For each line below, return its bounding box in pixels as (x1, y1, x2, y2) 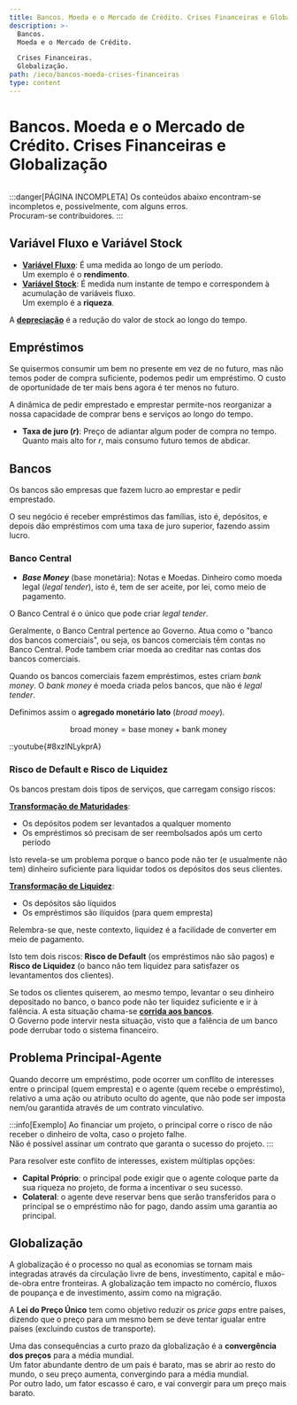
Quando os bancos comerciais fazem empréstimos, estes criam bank (9, 671, 262, 682)
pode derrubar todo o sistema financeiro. (9, 1025, 159, 1035)
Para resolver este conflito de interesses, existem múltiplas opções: (9, 1155, 255, 1166)
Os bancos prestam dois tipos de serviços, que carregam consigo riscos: (9, 784, 276, 794)
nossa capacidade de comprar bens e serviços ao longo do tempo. (9, 409, 254, 419)
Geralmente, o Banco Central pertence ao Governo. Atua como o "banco (9, 626, 274, 636)
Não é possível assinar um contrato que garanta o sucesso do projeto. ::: (9, 1138, 274, 1149)
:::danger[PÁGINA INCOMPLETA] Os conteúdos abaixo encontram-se (9, 191, 262, 202)
